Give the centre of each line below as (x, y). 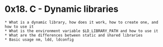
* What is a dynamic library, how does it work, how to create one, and (81, 22)
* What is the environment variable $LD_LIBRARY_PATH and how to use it (81, 31)
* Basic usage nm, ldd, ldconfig (39, 40)
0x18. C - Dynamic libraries (62, 9)
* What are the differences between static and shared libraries (74, 35)
